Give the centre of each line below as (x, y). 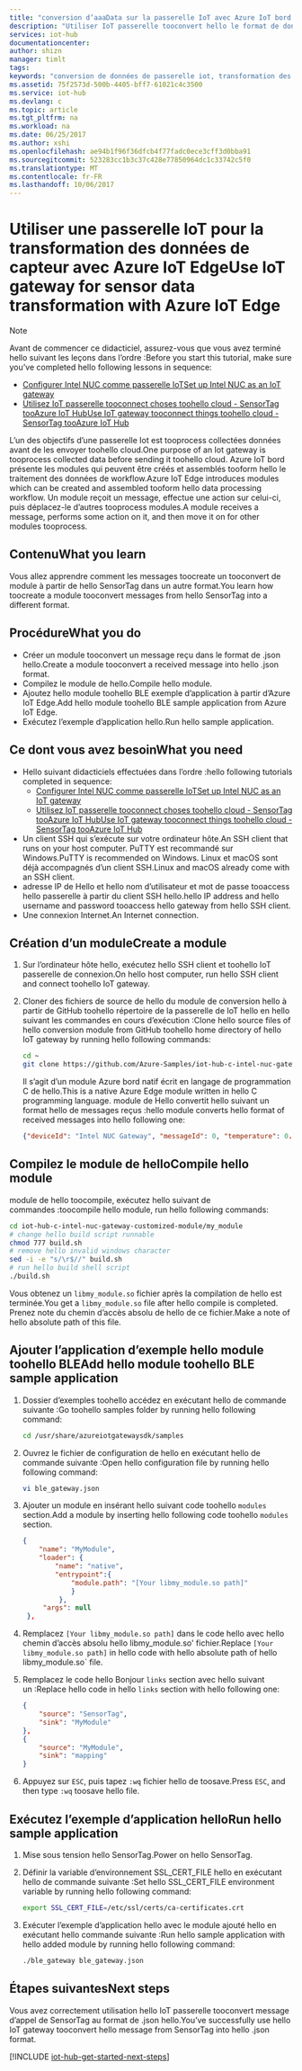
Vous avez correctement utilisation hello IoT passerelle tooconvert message (150, 2010)
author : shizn (36, 51)
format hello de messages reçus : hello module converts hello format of (153, 1111)
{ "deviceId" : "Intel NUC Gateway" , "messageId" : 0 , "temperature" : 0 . (157, 1137)
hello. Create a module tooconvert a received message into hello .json (151, 664)
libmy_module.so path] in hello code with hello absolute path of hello (150, 1653)
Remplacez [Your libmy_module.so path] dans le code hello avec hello (153, 1634)
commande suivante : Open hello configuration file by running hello (146, 1462)
